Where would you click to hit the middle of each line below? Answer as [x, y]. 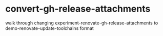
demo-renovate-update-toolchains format [49, 28]
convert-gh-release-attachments [78, 9]
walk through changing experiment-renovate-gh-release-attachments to [82, 23]
